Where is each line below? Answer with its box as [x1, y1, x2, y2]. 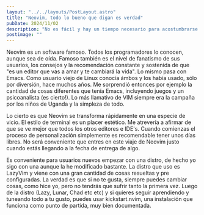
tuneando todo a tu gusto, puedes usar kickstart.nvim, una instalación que [6, 195, 194, 203]
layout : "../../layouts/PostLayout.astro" [6, 9, 116, 15]
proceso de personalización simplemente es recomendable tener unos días [6, 132, 196, 139]
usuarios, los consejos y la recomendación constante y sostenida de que [6, 62, 190, 69]
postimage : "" [6, 32, 43, 38]
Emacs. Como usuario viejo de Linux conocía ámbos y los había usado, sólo [6, 75, 197, 82]
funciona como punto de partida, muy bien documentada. [6, 202, 151, 210]
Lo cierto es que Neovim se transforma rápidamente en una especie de [6, 112, 186, 120]
